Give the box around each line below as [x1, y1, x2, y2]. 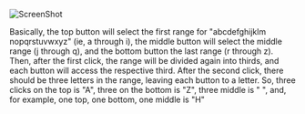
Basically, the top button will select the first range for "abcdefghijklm [9, 26, 267, 36]
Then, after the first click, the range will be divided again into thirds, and [9, 56, 280, 66]
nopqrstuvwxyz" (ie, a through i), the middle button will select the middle [9, 36, 282, 47]
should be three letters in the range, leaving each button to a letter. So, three [9, 75, 296, 86]
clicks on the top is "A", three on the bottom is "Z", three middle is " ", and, [9, 85, 287, 95]
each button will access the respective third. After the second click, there [9, 65, 284, 76]
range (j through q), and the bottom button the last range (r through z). [9, 46, 274, 57]
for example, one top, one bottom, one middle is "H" [9, 94, 205, 105]
